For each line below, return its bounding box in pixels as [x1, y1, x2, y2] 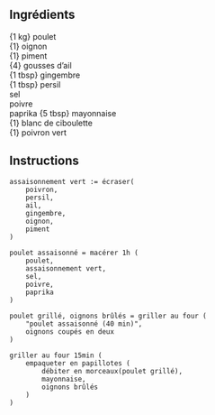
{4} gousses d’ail [9, 60, 72, 70]
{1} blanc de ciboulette [9, 117, 93, 128]
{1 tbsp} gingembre [9, 69, 81, 80]
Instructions [9, 153, 79, 169]
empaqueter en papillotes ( [25, 358, 130, 368]
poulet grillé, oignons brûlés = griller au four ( [9, 311, 207, 320]
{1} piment [9, 50, 48, 61]
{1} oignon [9, 41, 48, 51]
